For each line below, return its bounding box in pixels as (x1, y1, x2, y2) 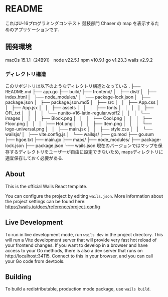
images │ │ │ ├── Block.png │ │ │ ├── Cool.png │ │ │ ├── (5, 115, 152, 121)
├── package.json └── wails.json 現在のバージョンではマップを (25, 142, 158, 148)
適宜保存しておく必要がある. (5, 155, 64, 161)
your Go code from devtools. (5, 258, 65, 264)
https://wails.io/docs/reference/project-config (5, 204, 100, 210)
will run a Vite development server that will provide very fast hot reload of (5, 237, 157, 243)
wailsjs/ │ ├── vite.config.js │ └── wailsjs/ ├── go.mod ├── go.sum (5, 131, 154, 137)
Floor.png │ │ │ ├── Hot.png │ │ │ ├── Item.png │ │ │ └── (5, 121, 152, 127)
